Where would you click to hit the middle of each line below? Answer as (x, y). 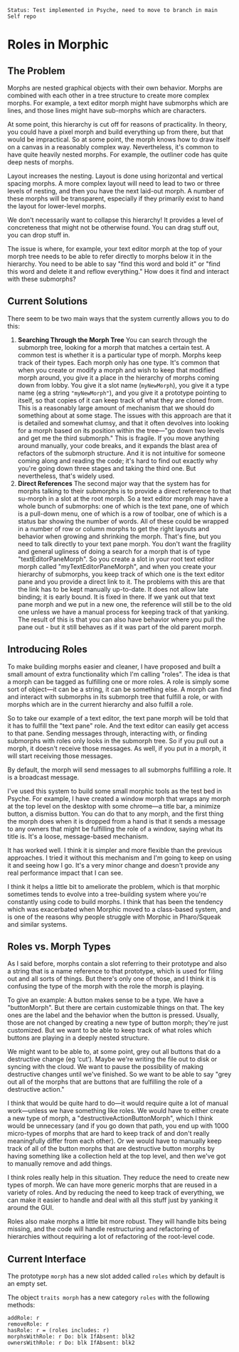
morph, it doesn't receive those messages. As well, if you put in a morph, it (117, 748)
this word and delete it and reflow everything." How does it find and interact (118, 271)
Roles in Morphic (58, 44)
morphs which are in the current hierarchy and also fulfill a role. (100, 704)
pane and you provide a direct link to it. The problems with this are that (121, 581)
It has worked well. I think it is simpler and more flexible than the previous (115, 850)
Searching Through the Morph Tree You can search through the (112, 340)
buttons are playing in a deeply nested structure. (79, 1038)
